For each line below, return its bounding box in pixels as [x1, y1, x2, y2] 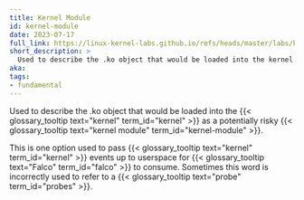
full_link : [9, 38, 51, 48]
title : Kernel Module [9, 13, 91, 23]
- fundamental [9, 81, 63, 90]
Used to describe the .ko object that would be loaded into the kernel [17, 55, 294, 64]
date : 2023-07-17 [9, 30, 75, 39]
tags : [9, 72, 30, 81]
